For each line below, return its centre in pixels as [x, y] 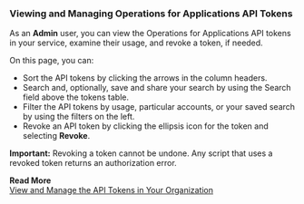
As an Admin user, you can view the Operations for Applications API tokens [151, 34]
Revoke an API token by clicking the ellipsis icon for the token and [146, 126]
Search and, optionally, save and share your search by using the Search [157, 88]
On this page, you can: [52, 61]
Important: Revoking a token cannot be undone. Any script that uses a [141, 153]
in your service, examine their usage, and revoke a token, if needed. [136, 43]
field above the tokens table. [76, 97]
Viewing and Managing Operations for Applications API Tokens [151, 14]
